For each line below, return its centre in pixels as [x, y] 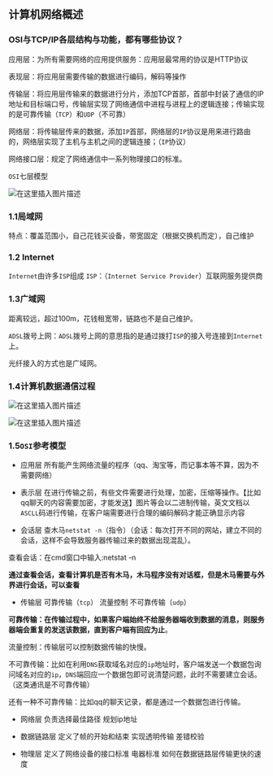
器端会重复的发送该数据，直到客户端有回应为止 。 [90, 630]
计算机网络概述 [46, 15]
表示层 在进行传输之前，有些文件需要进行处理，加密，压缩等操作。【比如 [141, 493]
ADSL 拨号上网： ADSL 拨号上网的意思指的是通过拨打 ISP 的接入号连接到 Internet [136, 335]
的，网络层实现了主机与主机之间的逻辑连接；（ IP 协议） [100, 142]
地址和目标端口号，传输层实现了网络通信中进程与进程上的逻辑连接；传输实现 [136, 103]
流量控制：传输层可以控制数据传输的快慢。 [80, 647]
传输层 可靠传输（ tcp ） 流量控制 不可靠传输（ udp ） [105, 602]
